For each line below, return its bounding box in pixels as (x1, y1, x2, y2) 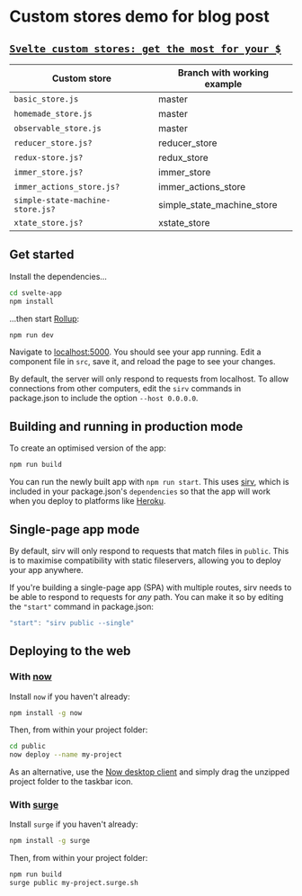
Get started (9, 247, 75, 263)
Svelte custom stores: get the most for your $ (9, 42, 281, 55)
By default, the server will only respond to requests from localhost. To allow (9, 373, 289, 384)
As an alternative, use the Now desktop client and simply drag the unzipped (9, 766, 290, 777)
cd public (9, 742, 47, 751)
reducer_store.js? (13, 138, 93, 148)
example (204, 78, 243, 90)
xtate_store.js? (13, 218, 84, 228)
